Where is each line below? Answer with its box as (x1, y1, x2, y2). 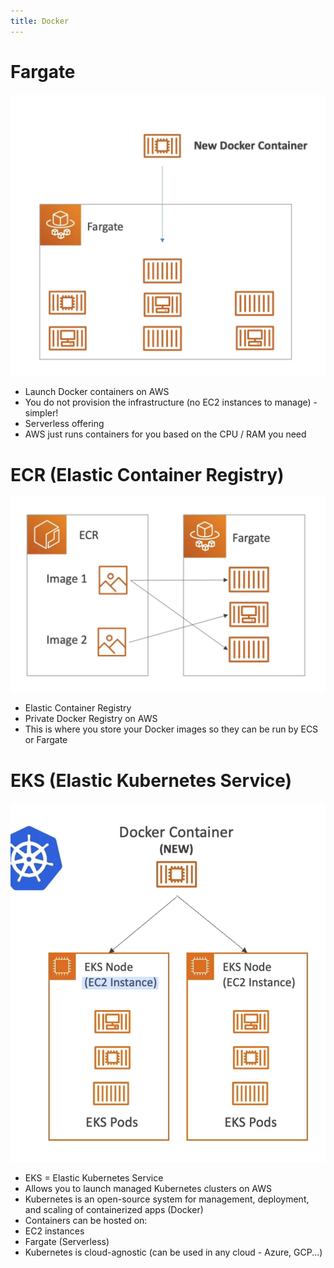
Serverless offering (24, 418, 105, 430)
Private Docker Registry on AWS (24, 713, 158, 725)
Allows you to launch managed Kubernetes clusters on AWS (24, 1183, 272, 1195)
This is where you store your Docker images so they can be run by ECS (24, 723, 319, 735)
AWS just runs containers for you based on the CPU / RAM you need (24, 428, 307, 440)
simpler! (24, 407, 59, 419)
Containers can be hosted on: (24, 1215, 148, 1227)
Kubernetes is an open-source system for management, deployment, (24, 1193, 310, 1205)
